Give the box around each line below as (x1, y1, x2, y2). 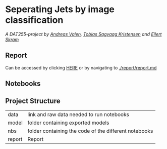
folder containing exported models (27, 119, 109, 126)
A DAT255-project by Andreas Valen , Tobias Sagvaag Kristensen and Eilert (5, 31, 162, 37)
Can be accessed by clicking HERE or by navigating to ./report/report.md (5, 64, 157, 70)
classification (5, 14, 64, 26)
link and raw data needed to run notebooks (27, 110, 130, 118)
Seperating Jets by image (5, 4, 115, 15)
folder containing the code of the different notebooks (27, 127, 153, 134)
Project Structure (5, 96, 61, 105)
